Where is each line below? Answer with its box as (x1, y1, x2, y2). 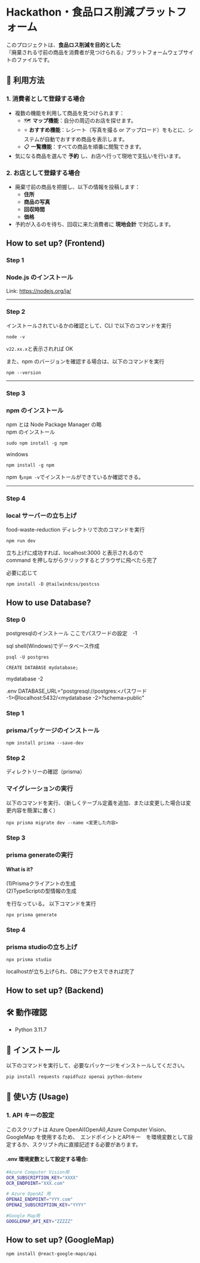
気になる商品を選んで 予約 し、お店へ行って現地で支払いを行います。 (14, 152, 184, 159)
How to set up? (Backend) (6, 986, 104, 996)
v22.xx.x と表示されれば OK (6, 345, 73, 352)
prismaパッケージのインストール (6, 726, 100, 734)
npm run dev (6, 538, 36, 544)
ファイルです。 (16, 56, 53, 63)
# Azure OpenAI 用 (6, 1191, 51, 1197)
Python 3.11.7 (14, 1026, 47, 1033)
